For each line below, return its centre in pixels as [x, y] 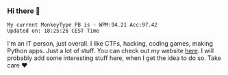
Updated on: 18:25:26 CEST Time [53, 31]
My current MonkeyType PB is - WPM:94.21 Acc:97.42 [82, 25]
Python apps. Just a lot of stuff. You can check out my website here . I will [111, 51]
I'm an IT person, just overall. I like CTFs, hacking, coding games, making [110, 44]
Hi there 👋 [24, 11]
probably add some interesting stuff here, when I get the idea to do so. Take [114, 58]
